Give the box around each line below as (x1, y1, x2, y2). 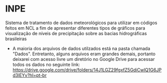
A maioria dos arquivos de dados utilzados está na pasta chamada (12, 45, 150, 51)
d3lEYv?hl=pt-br (12, 72, 47, 78)
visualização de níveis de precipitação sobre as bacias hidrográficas (5, 30, 147, 36)
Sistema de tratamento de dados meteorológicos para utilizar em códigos (5, 20, 157, 26)
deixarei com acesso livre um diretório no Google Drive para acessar (12, 56, 155, 62)
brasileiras (5, 36, 27, 42)
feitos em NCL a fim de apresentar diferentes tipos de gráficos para (5, 25, 145, 31)
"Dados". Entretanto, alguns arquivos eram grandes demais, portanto (12, 51, 156, 57)
